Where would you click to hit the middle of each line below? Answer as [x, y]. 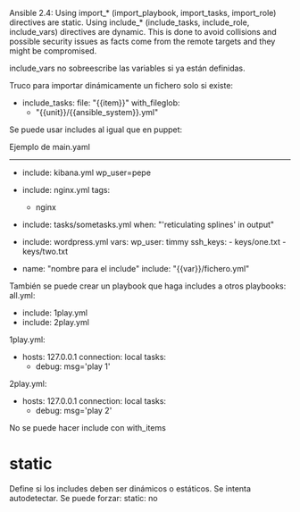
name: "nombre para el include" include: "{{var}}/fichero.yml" [136, 269]
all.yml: [22, 295]
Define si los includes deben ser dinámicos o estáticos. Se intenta [130, 488]
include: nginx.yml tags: [66, 190]
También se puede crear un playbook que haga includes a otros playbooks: [148, 286]
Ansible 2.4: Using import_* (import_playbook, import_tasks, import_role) [143, 13]
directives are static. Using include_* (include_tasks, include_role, [129, 22]
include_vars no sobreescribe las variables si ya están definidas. [127, 68]
